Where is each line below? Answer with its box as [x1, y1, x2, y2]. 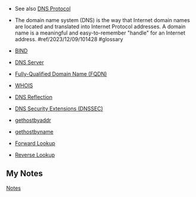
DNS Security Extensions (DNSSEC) [14, 105, 103, 112]
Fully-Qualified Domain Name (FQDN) [14, 70, 107, 77]
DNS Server [14, 59, 45, 66]
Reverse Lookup [14, 152, 55, 158]
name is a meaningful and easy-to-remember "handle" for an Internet [14, 29, 186, 36]
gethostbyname [14, 128, 54, 135]
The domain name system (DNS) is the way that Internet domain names [14, 17, 191, 23]
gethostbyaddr [14, 116, 52, 124]
